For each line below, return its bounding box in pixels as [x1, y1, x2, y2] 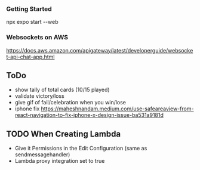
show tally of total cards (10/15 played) [14, 86, 110, 94]
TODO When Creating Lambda [6, 129, 121, 139]
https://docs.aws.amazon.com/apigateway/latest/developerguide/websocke [6, 47, 193, 54]
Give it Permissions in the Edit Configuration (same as [14, 145, 147, 152]
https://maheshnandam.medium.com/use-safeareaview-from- [41, 105, 194, 112]
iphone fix [14, 105, 40, 112]
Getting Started [6, 5, 52, 13]
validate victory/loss [14, 92, 64, 100]
